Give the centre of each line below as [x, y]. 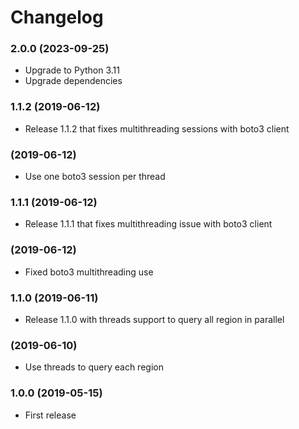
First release [50, 415]
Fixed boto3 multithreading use [89, 272]
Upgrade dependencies [73, 81]
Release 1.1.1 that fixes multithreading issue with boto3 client [148, 224]
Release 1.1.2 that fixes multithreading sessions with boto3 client [157, 128]
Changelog [57, 17]
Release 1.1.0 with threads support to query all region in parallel [154, 319]
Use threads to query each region [94, 367]
